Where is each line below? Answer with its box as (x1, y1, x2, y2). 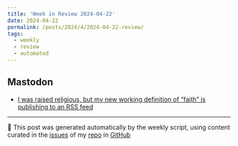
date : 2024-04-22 (7, 17, 59, 24)
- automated (13, 50, 50, 57)
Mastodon (7, 76, 54, 89)
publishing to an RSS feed (17, 102, 93, 111)
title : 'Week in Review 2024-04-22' (7, 10, 115, 18)
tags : (7, 30, 23, 38)
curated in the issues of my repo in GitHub (7, 130, 131, 139)
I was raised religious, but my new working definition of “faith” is (17, 95, 206, 103)
